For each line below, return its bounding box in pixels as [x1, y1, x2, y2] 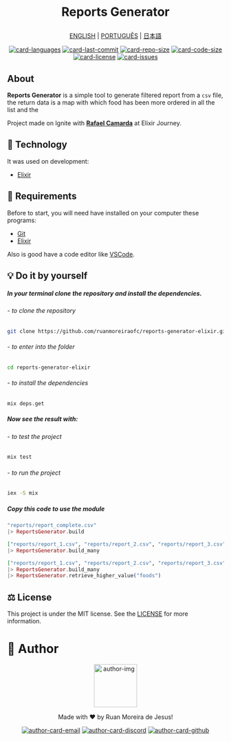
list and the [7, 106, 39, 114]
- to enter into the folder [7, 343, 76, 351]
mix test [7, 453, 32, 461]
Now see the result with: [7, 415, 78, 423]
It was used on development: [7, 157, 89, 165]
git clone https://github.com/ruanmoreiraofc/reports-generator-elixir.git [7, 327, 229, 334]
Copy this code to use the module [7, 504, 105, 513]
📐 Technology [7, 139, 67, 151]
